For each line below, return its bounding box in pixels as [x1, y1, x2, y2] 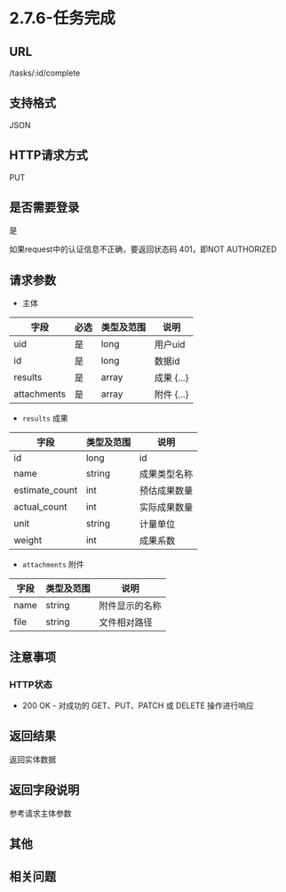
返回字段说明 [9, 783, 80, 798]
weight [13, 534, 43, 547]
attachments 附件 [21, 559, 84, 570]
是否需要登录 [9, 200, 80, 215]
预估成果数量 [139, 485, 194, 497]
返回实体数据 [9, 753, 56, 765]
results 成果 [21, 413, 68, 423]
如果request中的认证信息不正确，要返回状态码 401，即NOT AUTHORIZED [9, 244, 277, 254]
